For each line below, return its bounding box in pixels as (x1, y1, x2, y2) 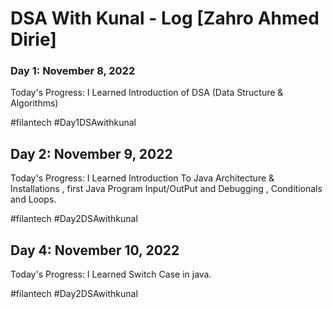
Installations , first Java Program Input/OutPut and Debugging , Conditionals (10, 183, 323, 195)
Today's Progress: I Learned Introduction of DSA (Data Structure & (10, 87, 284, 99)
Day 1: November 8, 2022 (10, 64, 136, 78)
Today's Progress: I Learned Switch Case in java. (10, 268, 212, 281)
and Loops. (10, 193, 57, 206)
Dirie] (10, 28, 57, 51)
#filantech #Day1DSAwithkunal (10, 117, 137, 129)
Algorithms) (10, 97, 59, 109)
